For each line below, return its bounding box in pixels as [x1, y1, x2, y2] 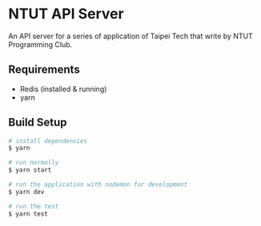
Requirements [8, 63, 80, 77]
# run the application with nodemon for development [8, 180, 188, 188]
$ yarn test [8, 209, 48, 218]
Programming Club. [8, 39, 73, 49]
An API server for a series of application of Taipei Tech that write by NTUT [8, 31, 254, 41]
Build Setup [8, 116, 67, 129]
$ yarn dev [8, 188, 45, 196]
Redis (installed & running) [19, 84, 107, 93]
